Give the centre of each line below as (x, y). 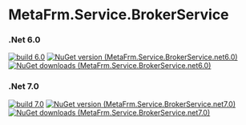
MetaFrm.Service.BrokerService (119, 15)
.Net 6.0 (24, 40)
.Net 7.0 (24, 87)
